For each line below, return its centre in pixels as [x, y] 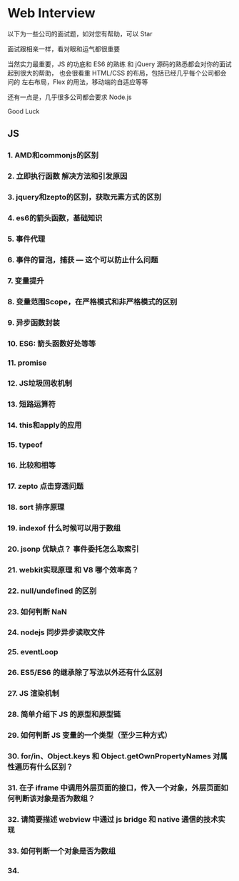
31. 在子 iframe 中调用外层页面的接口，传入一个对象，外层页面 [114, 788]
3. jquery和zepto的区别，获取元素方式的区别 [85, 197]
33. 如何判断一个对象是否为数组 [62, 851]
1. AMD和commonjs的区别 [53, 155]
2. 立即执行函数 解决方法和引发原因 [67, 176]
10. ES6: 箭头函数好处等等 [52, 344]
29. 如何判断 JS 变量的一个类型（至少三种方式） [90, 736]
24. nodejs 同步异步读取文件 [56, 632]
